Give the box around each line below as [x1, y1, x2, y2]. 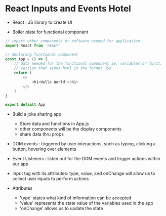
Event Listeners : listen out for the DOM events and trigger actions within [12, 156, 161, 162]
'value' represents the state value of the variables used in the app [19, 200, 153, 206]
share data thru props [19, 131, 64, 137]
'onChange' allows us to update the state [19, 206, 103, 212]
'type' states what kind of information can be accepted [19, 195, 132, 201]
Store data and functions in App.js [19, 121, 89, 127]
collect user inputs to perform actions [12, 176, 89, 182]
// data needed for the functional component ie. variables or [14, 61, 147, 66]
